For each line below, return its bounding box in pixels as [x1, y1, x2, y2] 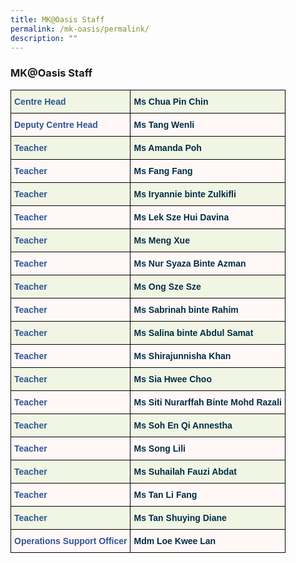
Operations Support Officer [14, 535, 128, 546]
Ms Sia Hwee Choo [133, 373, 212, 385]
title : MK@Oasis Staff [10, 14, 105, 25]
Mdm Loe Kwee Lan [133, 535, 217, 546]
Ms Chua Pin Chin [133, 96, 209, 107]
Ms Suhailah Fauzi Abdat [133, 466, 237, 477]
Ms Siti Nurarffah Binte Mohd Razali [133, 396, 282, 408]
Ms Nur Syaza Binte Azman [133, 257, 247, 269]
